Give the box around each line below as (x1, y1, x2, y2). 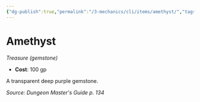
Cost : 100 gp (14, 66, 47, 73)
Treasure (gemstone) (6, 54, 58, 61)
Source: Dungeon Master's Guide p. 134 (6, 89, 105, 96)
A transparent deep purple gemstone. (6, 77, 99, 84)
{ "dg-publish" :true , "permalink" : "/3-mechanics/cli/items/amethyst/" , (6, 8, 183, 15)
